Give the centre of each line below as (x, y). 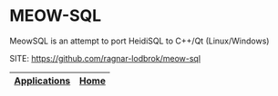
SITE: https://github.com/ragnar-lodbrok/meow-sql (105, 58)
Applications (42, 81)
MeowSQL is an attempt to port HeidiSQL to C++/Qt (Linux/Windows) (139, 41)
